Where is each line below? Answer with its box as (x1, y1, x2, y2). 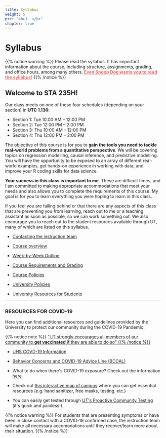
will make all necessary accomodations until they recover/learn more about (5, 423, 158, 429)
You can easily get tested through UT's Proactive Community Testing (12, 398, 153, 403)
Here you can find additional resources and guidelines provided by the (5, 319, 149, 325)
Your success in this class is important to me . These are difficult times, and (5, 178, 161, 183)
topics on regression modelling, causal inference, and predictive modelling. (5, 153, 158, 158)
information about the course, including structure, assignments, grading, (5, 64, 153, 70)
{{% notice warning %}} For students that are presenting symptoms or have (5, 412, 159, 418)
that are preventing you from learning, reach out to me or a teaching (5, 208, 144, 214)
